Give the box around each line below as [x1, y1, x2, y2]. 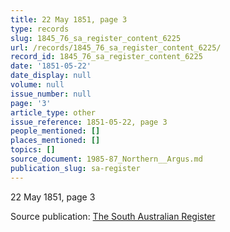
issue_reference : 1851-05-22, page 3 [10, 117, 168, 127]
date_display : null [10, 71, 92, 81]
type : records [10, 24, 70, 34]
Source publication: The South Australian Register [10, 210, 216, 222]
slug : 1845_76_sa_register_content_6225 [10, 33, 182, 43]
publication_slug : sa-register [10, 163, 141, 173]
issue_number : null [10, 89, 92, 99]
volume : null [10, 80, 65, 90]
